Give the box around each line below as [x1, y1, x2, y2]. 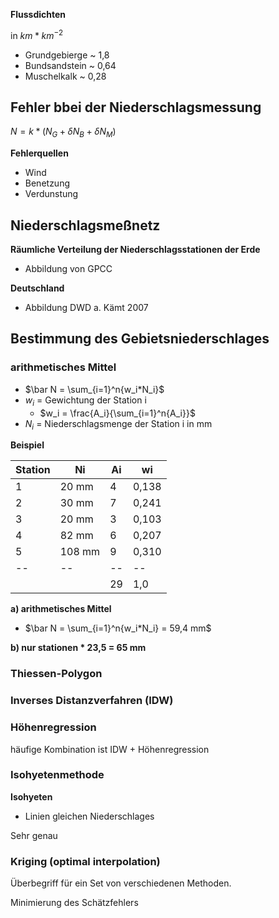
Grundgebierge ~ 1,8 [24, 49, 110, 61]
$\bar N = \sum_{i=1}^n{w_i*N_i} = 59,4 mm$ [24, 622, 212, 634]
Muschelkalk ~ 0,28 [24, 70, 107, 82]
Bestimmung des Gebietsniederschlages [10, 330, 270, 348]
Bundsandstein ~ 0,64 [24, 59, 117, 71]
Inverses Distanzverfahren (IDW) [10, 694, 174, 708]
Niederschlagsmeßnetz [10, 217, 161, 234]
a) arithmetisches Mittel [10, 603, 112, 615]
